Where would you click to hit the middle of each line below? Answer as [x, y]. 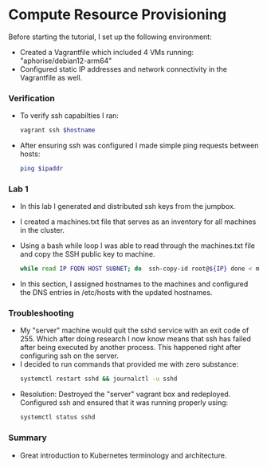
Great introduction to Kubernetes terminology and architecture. [123, 455]
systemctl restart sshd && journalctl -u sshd [98, 379]
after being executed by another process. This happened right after [130, 348]
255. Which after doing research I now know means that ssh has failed [135, 339]
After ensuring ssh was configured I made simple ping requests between [139, 146]
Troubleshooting [41, 313]
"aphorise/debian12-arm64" [66, 61]
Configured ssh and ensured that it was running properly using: [124, 403]
